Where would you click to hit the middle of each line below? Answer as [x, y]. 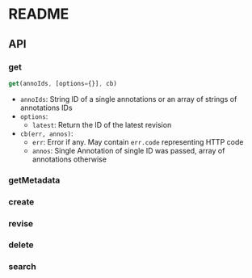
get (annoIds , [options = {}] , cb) [63, 83]
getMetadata [34, 180]
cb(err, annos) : [47, 133]
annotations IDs [46, 107]
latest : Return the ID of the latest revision [102, 124]
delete [21, 245]
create [21, 201]
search [22, 267]
